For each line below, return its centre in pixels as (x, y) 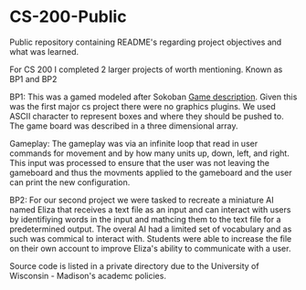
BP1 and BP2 (33, 78)
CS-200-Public (68, 17)
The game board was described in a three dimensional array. (124, 126)
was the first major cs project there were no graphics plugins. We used (142, 106)
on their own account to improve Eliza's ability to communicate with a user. (150, 248)
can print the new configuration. (70, 182)
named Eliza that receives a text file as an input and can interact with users (150, 209)
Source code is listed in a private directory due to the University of (134, 265)
